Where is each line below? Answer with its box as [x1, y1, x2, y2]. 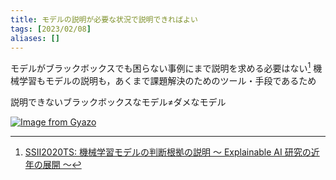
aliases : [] [10, 33, 60, 43]
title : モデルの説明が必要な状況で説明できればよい [10, 14, 198, 25]
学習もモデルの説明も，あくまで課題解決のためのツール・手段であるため [18, 75, 317, 87]
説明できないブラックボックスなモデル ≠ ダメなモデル [10, 96, 227, 108]
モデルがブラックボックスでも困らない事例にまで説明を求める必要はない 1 [10, 61, 312, 75]
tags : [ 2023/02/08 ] [10, 24, 92, 34]
